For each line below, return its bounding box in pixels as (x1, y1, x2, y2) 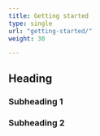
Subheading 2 (8, 117, 65, 129)
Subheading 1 (8, 96, 63, 107)
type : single (8, 19, 53, 28)
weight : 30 (8, 34, 46, 43)
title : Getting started (8, 11, 89, 20)
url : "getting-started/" (8, 27, 93, 35)
